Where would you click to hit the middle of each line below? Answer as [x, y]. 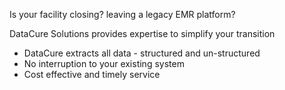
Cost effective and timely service [92, 74]
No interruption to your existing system [104, 63]
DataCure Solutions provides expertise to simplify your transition [142, 33]
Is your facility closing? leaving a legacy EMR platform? [122, 14]
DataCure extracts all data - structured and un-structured [142, 53]
